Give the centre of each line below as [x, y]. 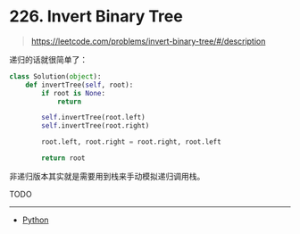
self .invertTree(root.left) [93, 118]
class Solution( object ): [55, 76]
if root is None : [73, 93]
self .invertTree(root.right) [96, 126]
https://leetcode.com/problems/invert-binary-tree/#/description [148, 41]
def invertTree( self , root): [79, 85]
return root [64, 158]
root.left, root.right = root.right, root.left [131, 142]
